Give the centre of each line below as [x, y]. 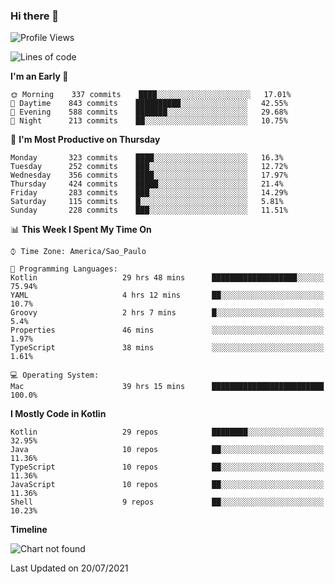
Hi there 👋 [35, 16]
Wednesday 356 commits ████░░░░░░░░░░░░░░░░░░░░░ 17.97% [149, 175]
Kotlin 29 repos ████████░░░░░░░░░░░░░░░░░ [167, 432]
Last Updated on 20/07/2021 [69, 568]
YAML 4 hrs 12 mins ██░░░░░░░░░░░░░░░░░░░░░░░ [167, 295]
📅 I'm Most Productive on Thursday [85, 140]
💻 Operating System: [55, 375]
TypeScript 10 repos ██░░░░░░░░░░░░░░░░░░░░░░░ [167, 467]
